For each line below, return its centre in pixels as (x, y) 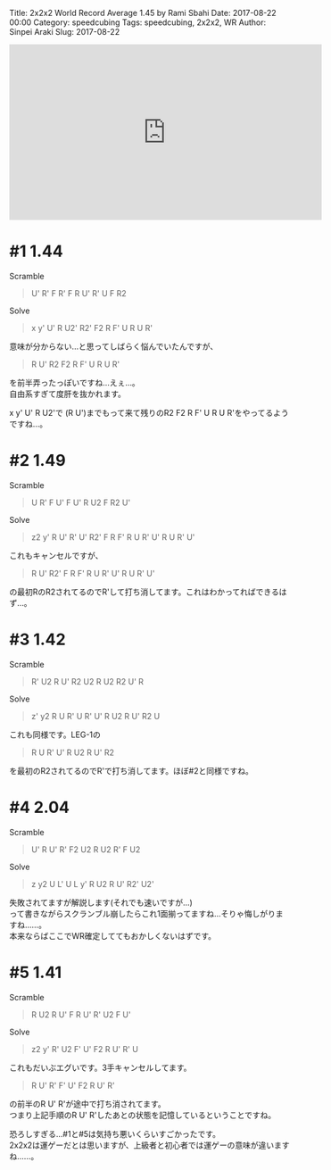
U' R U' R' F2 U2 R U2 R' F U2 (86, 849)
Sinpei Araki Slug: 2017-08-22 (65, 32)
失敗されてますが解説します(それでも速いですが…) (101, 902)
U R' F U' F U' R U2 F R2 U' (81, 502)
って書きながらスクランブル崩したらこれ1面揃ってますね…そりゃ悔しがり (143, 913)
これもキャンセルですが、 (56, 555)
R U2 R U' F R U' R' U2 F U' (81, 1014)
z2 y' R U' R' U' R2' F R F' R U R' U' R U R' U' (113, 537)
